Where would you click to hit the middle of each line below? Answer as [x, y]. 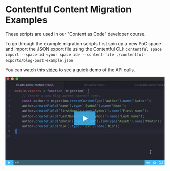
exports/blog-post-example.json [39, 60]
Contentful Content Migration [68, 9]
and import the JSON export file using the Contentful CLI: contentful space [83, 49]
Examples [26, 20]
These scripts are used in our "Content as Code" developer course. [75, 34]
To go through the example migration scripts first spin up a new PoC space [83, 43]
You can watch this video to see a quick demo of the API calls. [70, 70]
